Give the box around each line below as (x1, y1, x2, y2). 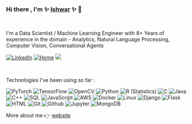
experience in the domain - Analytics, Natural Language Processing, (6, 36, 170, 43)
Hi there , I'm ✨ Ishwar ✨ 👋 (6, 5, 82, 13)
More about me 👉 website (6, 112, 71, 119)
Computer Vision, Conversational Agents (6, 42, 104, 49)
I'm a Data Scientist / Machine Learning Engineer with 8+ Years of (6, 30, 165, 37)
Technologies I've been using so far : (6, 77, 95, 84)
